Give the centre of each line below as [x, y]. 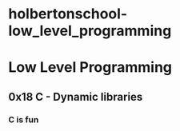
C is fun [24, 119]
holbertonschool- [68, 14]
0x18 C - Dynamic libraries [76, 97]
